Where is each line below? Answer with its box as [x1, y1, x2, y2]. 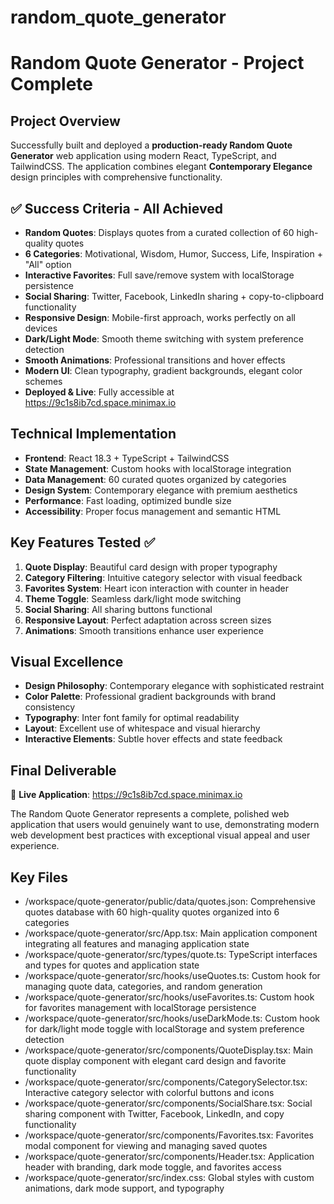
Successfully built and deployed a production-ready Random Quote [10, 139, 293, 151]
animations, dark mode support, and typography [24, 1182, 225, 1195]
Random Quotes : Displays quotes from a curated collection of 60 [24, 227, 295, 238]
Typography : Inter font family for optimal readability [24, 712, 240, 724]
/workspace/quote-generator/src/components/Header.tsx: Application [24, 1151, 315, 1163]
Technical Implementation [10, 426, 177, 443]
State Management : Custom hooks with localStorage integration [24, 462, 292, 475]
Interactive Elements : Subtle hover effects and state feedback [24, 733, 283, 745]
